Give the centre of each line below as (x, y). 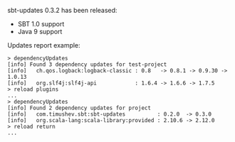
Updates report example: (44, 45)
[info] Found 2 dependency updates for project (79, 108)
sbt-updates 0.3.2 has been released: (62, 10)
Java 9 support (40, 32)
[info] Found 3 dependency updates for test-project (87, 65)
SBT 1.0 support (41, 24)
